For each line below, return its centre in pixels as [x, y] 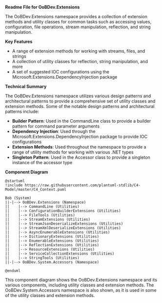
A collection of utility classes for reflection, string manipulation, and [80, 61]
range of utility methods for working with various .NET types [73, 152]
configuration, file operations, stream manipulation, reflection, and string [78, 27]
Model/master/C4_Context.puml [36, 190]
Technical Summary [26, 87]
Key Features [19, 42]
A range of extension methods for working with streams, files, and [79, 51]
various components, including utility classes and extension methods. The [80, 285]
